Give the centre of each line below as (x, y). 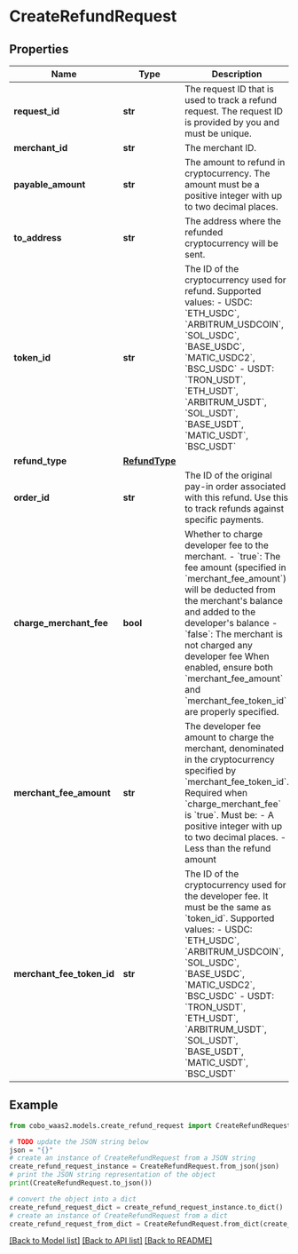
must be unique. (218, 133)
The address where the (233, 221)
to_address (38, 238)
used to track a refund (231, 100)
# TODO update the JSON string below (79, 1142)
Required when (216, 793)
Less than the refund (228, 848)
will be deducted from (231, 590)
